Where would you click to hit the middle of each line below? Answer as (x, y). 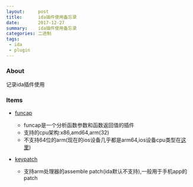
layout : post (28, 12)
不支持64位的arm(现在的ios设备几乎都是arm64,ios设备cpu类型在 (102, 140)
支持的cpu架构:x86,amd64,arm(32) (66, 133)
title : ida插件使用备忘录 (41, 17)
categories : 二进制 (29, 34)
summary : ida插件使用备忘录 (41, 28)
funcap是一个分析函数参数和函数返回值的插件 (79, 125)
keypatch (26, 159)
